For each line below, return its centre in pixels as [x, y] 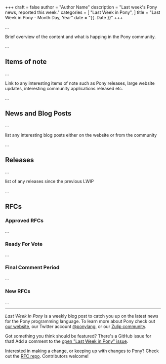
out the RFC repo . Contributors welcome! [47, 356]
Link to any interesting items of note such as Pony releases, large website [80, 83]
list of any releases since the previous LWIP [49, 182]
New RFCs [18, 291]
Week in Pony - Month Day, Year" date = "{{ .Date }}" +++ [64, 18]
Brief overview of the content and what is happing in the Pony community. [81, 37]
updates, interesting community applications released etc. [64, 88]
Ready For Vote [24, 244]
